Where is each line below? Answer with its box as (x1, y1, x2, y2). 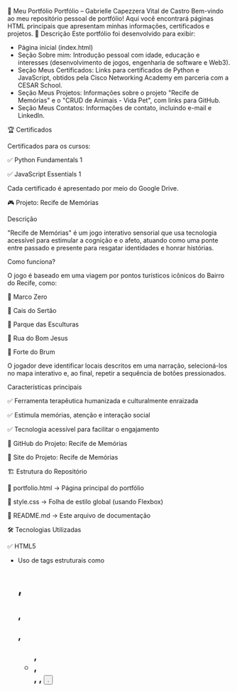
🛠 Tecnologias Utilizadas (7, 526, 82, 533)
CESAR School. (17, 81, 62, 89)
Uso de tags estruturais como (17, 556, 105, 565)
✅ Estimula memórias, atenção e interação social (7, 411, 150, 419)
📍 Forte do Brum (7, 348, 55, 356)
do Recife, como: (7, 279, 57, 287)
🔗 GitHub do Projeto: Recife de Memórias (7, 440, 128, 447)
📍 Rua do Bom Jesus (7, 334, 69, 342)
